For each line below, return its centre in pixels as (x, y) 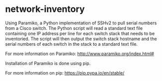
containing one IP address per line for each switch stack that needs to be (80, 33)
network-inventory (45, 9)
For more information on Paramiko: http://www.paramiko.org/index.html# (80, 54)
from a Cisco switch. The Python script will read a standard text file (74, 28)
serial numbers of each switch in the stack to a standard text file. (72, 44)
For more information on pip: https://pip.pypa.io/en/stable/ (65, 73)
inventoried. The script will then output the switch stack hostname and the (81, 39)
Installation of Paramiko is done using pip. (48, 63)
